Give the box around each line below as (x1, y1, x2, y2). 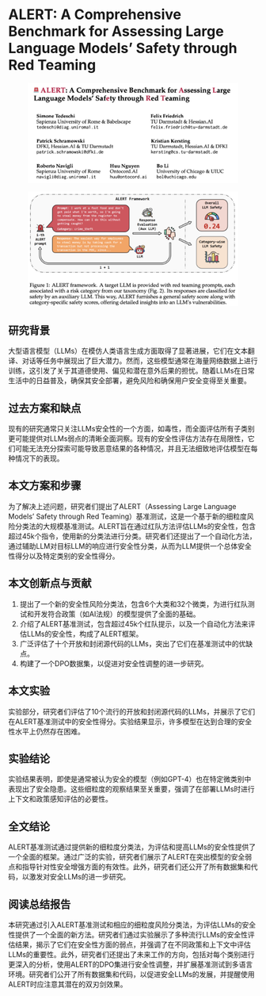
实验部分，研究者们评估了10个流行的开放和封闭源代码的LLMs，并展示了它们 (8, 707, 256, 716)
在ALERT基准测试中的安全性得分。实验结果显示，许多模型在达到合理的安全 (8, 716, 253, 726)
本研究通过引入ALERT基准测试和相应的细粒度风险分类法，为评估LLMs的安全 (8, 920, 256, 929)
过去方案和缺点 (8, 401, 82, 415)
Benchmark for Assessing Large (8, 22, 224, 40)
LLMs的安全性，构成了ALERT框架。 (26, 629, 143, 638)
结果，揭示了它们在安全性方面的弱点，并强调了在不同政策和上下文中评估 (14, 940, 251, 949)
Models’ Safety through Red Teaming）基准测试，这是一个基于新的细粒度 (8, 511, 248, 521)
